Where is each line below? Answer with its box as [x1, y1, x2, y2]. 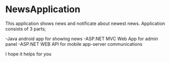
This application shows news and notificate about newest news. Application [5, 20, 165, 26]
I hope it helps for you [5, 51, 52, 57]
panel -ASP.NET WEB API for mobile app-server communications [5, 41, 142, 47]
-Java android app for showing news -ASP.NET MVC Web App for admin [5, 36, 159, 42]
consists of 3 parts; [5, 25, 46, 32]
